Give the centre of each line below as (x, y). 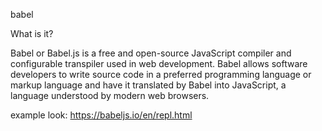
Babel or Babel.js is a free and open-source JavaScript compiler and (151, 53)
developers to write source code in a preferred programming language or (161, 74)
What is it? (32, 33)
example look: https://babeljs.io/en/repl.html (101, 115)
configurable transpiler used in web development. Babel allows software (159, 63)
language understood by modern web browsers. (110, 95)
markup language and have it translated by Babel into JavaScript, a (148, 85)
